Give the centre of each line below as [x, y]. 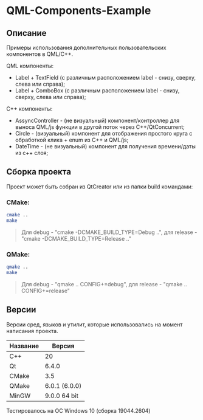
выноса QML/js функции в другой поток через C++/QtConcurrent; [100, 127]
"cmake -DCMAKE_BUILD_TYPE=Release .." [76, 238]
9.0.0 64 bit [62, 396]
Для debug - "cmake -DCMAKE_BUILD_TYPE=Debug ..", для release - [109, 232]
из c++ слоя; [32, 153]
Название [24, 346]
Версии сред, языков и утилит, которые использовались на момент [95, 324]
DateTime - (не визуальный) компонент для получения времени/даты [105, 146]
